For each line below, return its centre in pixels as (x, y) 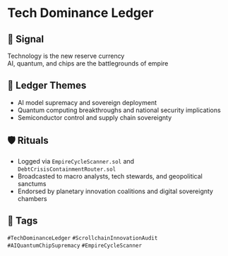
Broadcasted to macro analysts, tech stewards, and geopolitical (110, 176)
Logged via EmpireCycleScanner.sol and (76, 161)
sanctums (32, 183)
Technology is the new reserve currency (66, 56)
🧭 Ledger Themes (47, 86)
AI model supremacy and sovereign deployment (87, 102)
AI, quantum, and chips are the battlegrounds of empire (88, 63)
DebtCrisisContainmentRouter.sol (67, 169)
